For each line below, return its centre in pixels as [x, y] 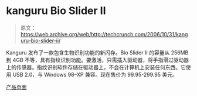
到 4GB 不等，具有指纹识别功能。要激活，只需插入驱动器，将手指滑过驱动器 [98, 60]
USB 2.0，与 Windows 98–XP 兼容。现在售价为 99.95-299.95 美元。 [95, 74]
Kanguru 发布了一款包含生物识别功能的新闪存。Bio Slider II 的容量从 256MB [97, 52]
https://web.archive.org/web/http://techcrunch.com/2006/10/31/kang [104, 34]
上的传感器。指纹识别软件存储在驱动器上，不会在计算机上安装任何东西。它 [96, 67]
